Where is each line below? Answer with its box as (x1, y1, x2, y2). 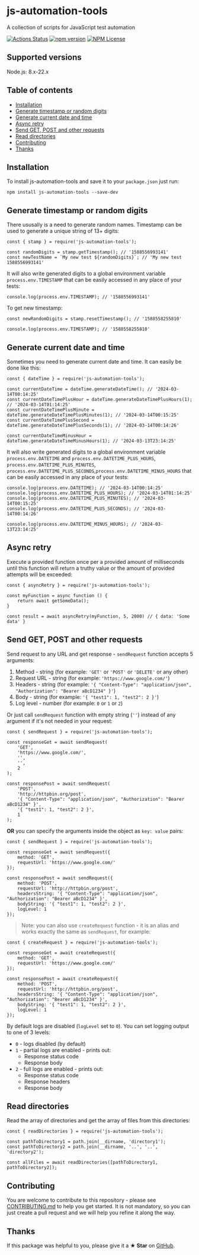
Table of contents (7, 85, 73, 95)
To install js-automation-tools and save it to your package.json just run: (7, 178, 179, 185)
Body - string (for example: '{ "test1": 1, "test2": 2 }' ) (15, 693, 159, 700)
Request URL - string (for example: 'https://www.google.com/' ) (15, 674, 171, 682)
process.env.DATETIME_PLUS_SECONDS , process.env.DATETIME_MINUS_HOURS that (7, 467, 192, 474)
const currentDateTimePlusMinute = (7, 407, 95, 413)
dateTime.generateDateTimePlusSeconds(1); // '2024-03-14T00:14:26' (7, 422, 179, 428)
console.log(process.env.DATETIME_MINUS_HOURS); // (7, 521, 137, 527)
